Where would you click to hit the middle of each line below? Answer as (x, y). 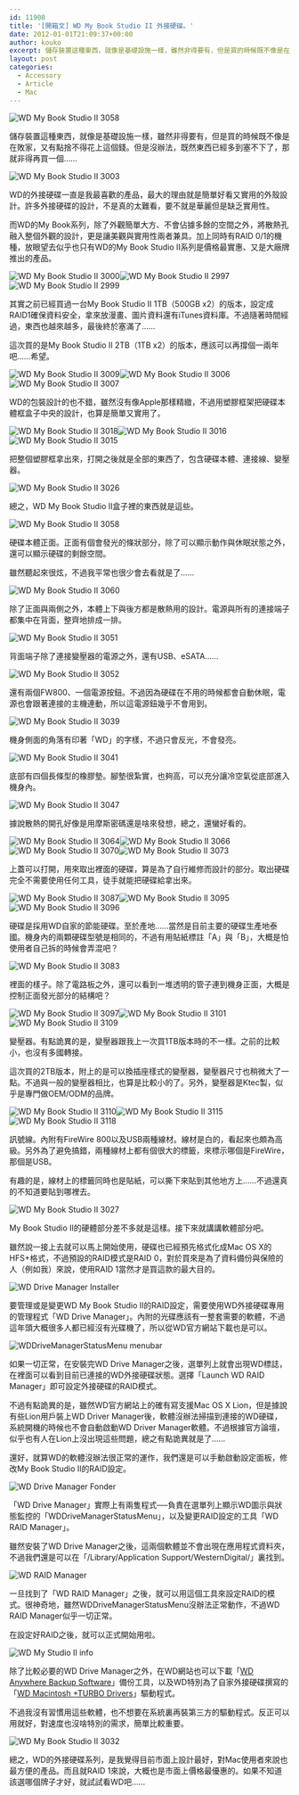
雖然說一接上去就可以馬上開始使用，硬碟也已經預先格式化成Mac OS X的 (141, 1247)
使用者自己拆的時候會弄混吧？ (64, 948)
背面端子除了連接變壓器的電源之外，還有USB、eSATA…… (114, 655)
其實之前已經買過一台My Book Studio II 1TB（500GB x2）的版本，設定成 (141, 303)
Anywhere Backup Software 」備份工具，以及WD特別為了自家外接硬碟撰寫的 (149, 1682)
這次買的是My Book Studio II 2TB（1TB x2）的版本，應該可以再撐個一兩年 (144, 345)
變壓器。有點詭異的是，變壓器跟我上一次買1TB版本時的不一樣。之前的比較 (145, 1041)
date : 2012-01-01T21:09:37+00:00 (71, 34)
